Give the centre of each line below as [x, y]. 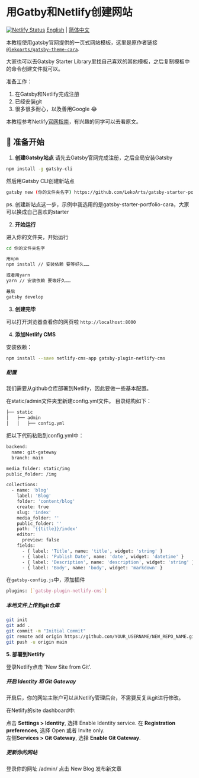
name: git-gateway [34, 452]
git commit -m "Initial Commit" [46, 631]
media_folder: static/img [38, 468]
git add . [18, 626]
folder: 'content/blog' [46, 502]
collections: [22, 485]
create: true [33, 507]
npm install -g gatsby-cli [39, 169]
